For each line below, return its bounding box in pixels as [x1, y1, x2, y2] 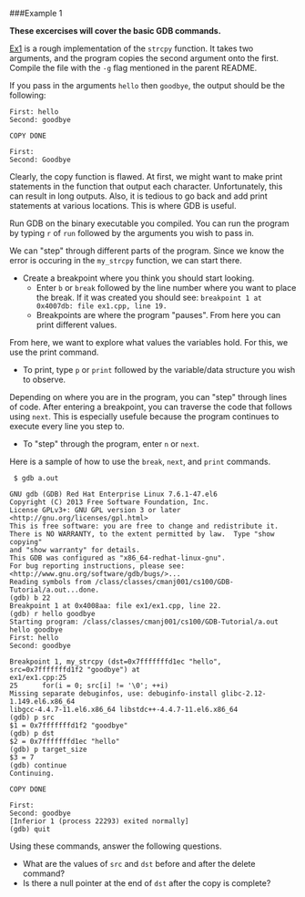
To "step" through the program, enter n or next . [22, 438, 200, 449]
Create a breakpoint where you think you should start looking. [22, 273, 255, 284]
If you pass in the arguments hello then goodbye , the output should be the [9, 80, 285, 90]
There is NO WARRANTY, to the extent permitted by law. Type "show [9, 530, 275, 539]
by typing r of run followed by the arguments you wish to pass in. [9, 228, 255, 238]
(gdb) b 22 [9, 593, 51, 603]
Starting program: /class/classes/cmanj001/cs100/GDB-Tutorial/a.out [9, 617, 280, 626]
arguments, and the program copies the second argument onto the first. [9, 53, 280, 63]
